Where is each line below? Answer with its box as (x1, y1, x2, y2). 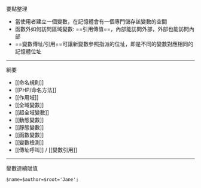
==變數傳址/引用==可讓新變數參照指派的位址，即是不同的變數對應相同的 (14, 41, 193, 47)
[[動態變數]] (14, 116, 44, 123)
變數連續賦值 (6, 165, 38, 172)
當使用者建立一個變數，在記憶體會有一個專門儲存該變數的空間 (14, 18, 167, 25)
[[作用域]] (14, 94, 39, 101)
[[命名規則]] (14, 79, 44, 86)
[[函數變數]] (14, 131, 44, 138)
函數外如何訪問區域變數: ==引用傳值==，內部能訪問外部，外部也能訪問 (14, 26, 190, 32)
